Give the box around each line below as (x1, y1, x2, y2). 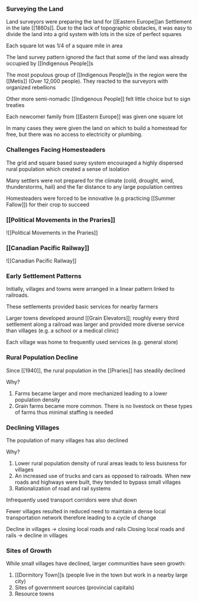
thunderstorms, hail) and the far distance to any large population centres (6, 183, 183, 190)
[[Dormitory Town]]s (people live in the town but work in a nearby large (14, 571, 188, 578)
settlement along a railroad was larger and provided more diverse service (6, 321, 185, 328)
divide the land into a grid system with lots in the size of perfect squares (6, 31, 182, 38)
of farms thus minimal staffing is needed (14, 409, 113, 416)
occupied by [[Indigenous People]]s (6, 60, 93, 67)
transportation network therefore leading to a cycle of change (6, 514, 157, 522)
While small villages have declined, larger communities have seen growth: (6, 560, 186, 567)
